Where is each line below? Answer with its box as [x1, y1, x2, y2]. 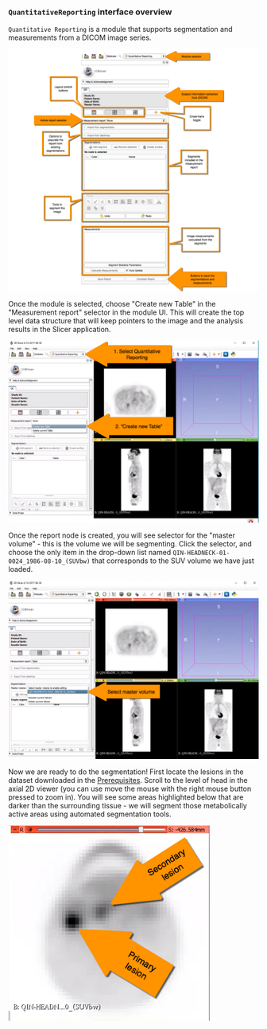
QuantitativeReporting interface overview [8, 6, 172, 18]
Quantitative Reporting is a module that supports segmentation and [8, 25, 233, 34]
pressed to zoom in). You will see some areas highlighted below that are [8, 792, 244, 802]
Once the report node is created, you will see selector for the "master [8, 530, 236, 540]
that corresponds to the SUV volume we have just [91, 556, 254, 565]
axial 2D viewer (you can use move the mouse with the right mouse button [8, 784, 252, 794]
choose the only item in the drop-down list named [8, 547, 172, 557]
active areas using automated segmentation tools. [8, 809, 172, 819]
